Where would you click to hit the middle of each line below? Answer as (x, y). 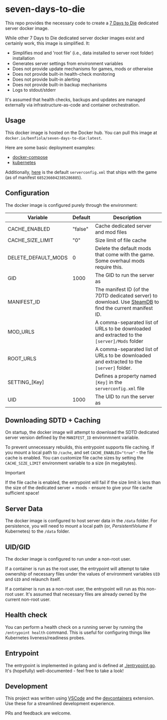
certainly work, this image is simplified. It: (48, 43)
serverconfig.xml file (120, 388)
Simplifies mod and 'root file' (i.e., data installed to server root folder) (83, 53)
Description (127, 217)
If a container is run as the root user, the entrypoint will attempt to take (77, 569)
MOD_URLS (21, 331)
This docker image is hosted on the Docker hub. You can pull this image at (81, 133)
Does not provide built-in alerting (46, 79)
